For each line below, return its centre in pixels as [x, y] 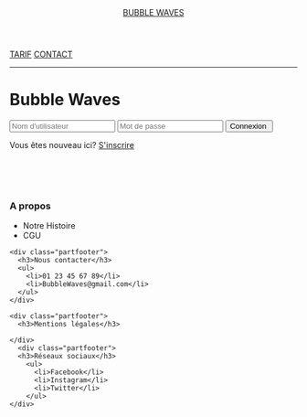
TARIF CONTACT [41, 54]
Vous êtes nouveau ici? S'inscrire [72, 144]
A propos [31, 206]
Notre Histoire [49, 226]
